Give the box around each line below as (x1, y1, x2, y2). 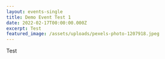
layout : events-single (6, 8, 63, 15)
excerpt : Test (6, 25, 42, 32)
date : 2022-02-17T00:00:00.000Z (6, 20, 87, 26)
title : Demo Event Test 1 (6, 14, 71, 20)
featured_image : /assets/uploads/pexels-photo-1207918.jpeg (6, 31, 160, 37)
